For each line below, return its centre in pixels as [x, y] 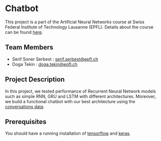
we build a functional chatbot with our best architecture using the [70, 101]
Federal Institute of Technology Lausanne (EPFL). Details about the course [79, 27]
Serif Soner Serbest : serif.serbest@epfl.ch [55, 59]
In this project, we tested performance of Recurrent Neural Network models [80, 91]
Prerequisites [26, 122]
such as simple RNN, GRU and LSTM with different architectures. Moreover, [80, 96]
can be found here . [24, 32]
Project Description [35, 80]
